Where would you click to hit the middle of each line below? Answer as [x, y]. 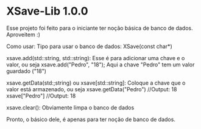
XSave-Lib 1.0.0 [47, 11]
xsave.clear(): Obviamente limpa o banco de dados [70, 107]
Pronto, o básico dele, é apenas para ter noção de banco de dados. [91, 119]
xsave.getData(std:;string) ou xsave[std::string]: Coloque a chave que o [96, 83]
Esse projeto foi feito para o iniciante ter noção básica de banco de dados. [100, 28]
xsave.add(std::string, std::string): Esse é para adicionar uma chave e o [96, 58]
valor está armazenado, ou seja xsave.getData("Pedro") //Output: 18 [92, 89]
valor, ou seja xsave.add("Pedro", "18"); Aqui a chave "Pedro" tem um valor [100, 64]
